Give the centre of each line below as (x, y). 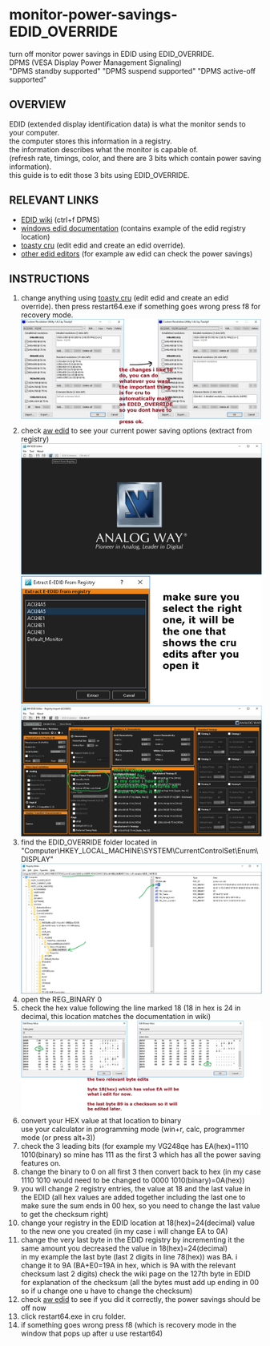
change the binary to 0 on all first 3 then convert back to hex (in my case (141, 1171)
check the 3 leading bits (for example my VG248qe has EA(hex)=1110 (135, 1146)
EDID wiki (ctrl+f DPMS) (60, 220)
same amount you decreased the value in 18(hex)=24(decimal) (124, 1248)
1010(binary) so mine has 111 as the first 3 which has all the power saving (141, 1155)
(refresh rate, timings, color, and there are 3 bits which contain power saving (135, 158)
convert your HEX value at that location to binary (101, 1120)
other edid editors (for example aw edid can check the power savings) (137, 253)
